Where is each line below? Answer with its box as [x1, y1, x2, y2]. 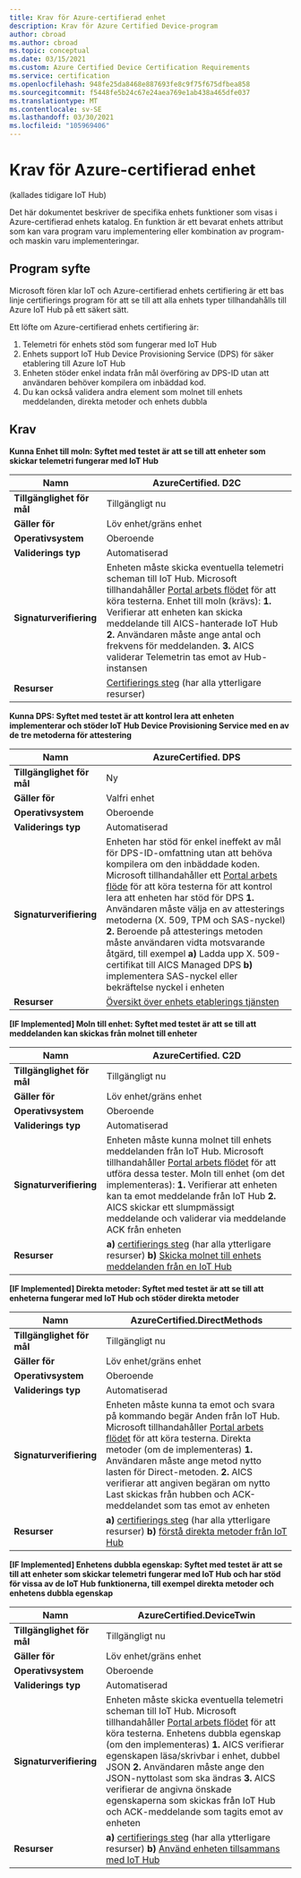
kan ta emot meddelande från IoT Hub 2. [106, 1189, 277, 1202]
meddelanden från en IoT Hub [106, 1260, 233, 1273]
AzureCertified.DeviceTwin [137, 1608, 256, 1621]
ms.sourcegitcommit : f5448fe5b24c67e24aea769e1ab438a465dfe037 [9, 88, 251, 97]
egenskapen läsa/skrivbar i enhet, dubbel [106, 1749, 280, 1762]
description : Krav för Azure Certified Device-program [9, 21, 219, 30]
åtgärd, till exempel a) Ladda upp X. [106, 947, 255, 959]
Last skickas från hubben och [106, 1488, 230, 1500]
